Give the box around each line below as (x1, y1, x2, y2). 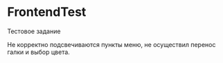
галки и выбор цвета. (7, 48, 71, 56)
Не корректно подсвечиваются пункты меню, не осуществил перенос (7, 40, 216, 48)
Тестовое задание (7, 27, 61, 35)
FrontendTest (7, 4, 87, 20)
